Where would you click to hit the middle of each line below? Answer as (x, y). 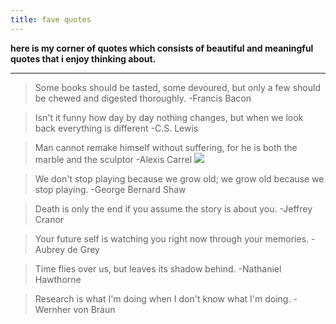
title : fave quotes (51, 19)
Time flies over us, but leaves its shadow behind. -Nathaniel (158, 268)
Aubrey (50, 249)
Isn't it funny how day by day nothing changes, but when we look (169, 117)
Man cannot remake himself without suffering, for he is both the (166, 147)
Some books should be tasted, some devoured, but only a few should (177, 87)
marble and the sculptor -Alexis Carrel (113, 159)
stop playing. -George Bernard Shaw (110, 189)
